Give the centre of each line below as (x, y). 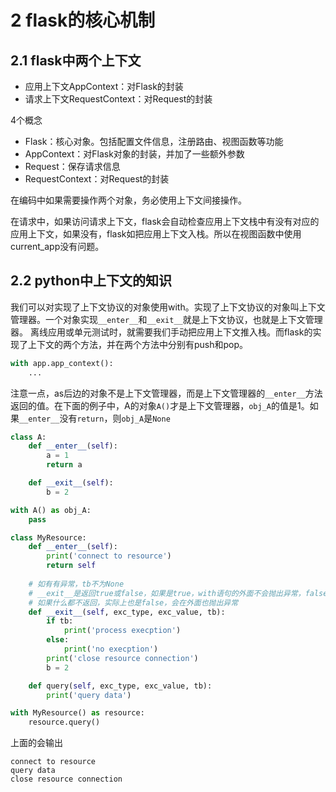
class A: (28, 437)
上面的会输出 (36, 743)
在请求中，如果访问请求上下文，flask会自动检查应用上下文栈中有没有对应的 (165, 221)
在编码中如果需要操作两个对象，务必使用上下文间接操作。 (128, 200)
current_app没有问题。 (57, 246)
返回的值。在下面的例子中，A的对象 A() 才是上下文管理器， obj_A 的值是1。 (160, 405)
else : (58, 640)
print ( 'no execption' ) (111, 649)
